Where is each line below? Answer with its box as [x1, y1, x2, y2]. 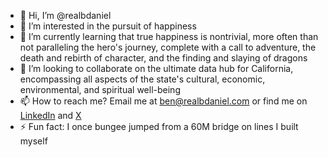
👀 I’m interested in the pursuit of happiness [19, 20, 197, 32]
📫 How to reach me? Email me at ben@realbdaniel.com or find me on [19, 95, 308, 107]
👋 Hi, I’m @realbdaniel [19, 10, 112, 21]
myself [19, 135, 48, 147]
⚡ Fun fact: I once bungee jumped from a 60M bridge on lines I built [19, 121, 299, 132]
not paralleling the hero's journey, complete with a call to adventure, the [19, 41, 317, 53]
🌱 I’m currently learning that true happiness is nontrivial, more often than [19, 31, 319, 42]
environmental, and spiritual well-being [19, 84, 181, 95]
